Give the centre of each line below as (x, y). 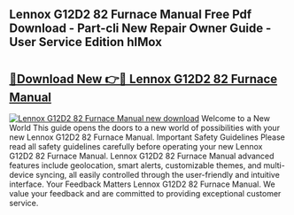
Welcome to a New (236, 118)
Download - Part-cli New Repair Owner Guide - (140, 29)
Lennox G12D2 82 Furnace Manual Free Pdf (131, 15)
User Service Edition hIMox (85, 42)
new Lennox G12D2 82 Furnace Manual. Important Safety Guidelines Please (147, 137)
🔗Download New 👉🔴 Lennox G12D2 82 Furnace (143, 79)
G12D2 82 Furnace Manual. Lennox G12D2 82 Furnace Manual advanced (142, 156)
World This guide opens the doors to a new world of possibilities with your (145, 128)
